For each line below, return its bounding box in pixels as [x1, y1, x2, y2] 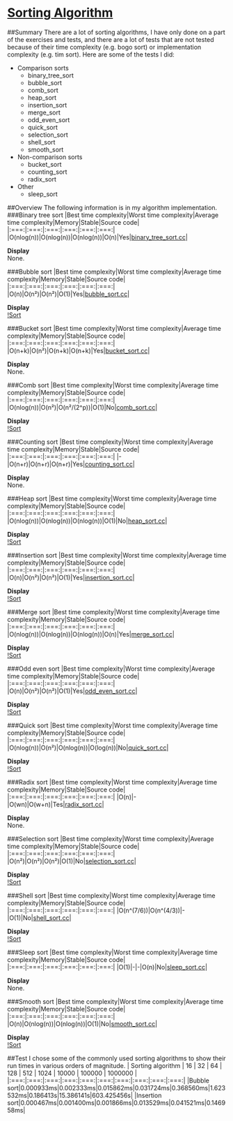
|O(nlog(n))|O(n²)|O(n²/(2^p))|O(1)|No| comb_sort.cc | [7, 403, 158, 411]
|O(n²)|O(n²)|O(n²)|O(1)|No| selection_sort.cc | [7, 856, 137, 865]
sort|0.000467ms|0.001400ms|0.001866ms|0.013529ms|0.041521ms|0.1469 [7, 1098, 226, 1107]
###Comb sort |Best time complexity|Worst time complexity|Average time [7, 380, 219, 389]
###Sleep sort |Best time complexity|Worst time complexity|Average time [7, 948, 218, 956]
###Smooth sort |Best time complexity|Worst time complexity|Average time [7, 997, 224, 1006]
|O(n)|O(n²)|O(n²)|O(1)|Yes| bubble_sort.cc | [7, 290, 130, 298]
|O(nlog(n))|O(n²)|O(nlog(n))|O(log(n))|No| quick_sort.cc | [7, 743, 169, 752]
